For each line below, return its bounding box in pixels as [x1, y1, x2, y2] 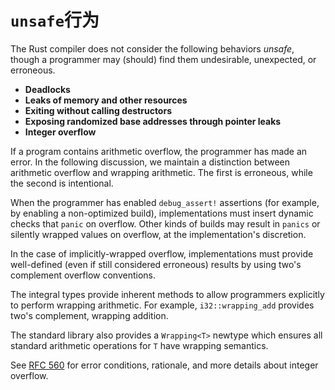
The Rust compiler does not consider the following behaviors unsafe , [10, 42, 295, 55]
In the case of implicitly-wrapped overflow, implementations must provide [10, 247, 314, 260]
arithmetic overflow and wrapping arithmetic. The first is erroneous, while [10, 166, 313, 178]
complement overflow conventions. [10, 269, 157, 281]
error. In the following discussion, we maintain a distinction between [10, 156, 291, 168]
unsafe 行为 [10, 9, 100, 32]
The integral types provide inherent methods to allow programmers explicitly [10, 288, 325, 300]
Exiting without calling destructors [24, 104, 172, 116]
